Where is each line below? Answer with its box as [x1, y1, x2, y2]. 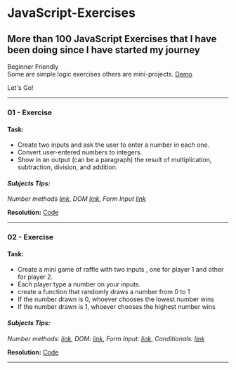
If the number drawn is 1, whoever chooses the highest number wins [17, 303, 216, 311]
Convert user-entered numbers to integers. [17, 148, 143, 157]
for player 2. [17, 272, 53, 282]
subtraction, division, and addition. [17, 163, 118, 171]
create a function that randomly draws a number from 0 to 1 [17, 288, 190, 296]
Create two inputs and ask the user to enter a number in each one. [17, 140, 210, 149]
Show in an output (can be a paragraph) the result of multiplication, [17, 156, 212, 164]
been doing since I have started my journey [7, 44, 200, 55]
